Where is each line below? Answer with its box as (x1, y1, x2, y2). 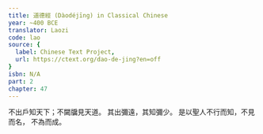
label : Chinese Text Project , (15, 48, 115, 56)
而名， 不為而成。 (8, 117, 66, 127)
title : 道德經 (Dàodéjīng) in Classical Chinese (8, 11, 169, 20)
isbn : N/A (8, 70, 41, 78)
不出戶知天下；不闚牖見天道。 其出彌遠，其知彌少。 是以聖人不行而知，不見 (8, 107, 255, 117)
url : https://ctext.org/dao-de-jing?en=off (15, 56, 161, 64)
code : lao (8, 33, 41, 42)
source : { (8, 41, 41, 49)
